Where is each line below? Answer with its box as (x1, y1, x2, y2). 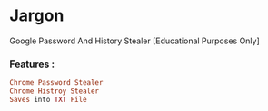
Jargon (9, 5, 65, 26)
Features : (9, 58, 55, 70)
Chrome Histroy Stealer (9, 87, 100, 96)
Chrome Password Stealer (9, 79, 104, 88)
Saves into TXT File (9, 95, 88, 104)
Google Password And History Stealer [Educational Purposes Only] (9, 35, 261, 46)
